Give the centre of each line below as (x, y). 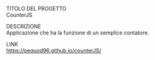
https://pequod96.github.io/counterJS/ (54, 50)
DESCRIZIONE (24, 26)
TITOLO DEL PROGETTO (37, 9)
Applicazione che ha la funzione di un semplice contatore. (78, 33)
